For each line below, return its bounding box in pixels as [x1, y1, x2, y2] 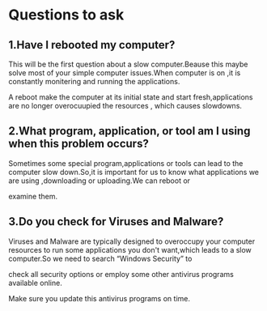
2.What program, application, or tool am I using [8, 124, 251, 138]
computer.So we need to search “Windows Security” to [8, 253, 193, 263]
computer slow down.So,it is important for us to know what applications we [8, 167, 260, 177]
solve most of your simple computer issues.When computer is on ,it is [8, 68, 241, 78]
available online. [8, 278, 62, 288]
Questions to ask [8, 6, 125, 24]
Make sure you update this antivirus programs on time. [8, 293, 190, 303]
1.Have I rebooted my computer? [8, 38, 176, 52]
